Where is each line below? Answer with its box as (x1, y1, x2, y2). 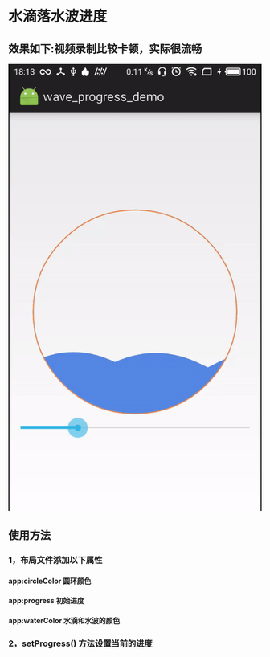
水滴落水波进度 (8, 7, 108, 26)
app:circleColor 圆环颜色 (8, 576, 92, 586)
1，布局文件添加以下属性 (8, 555, 103, 566)
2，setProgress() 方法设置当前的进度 (8, 638, 153, 649)
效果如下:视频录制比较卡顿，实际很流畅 (8, 42, 202, 55)
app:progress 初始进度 (8, 596, 84, 606)
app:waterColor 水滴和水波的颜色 (8, 615, 121, 625)
